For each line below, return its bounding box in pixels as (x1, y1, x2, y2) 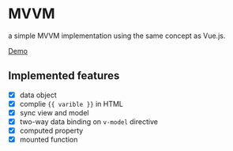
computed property (19, 126, 84, 135)
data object (19, 90, 57, 100)
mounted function (19, 135, 78, 145)
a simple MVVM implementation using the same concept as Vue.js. (8, 31, 226, 40)
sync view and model (19, 108, 89, 117)
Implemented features (8, 69, 120, 83)
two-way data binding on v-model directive (19, 116, 158, 126)
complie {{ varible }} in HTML (19, 99, 124, 108)
